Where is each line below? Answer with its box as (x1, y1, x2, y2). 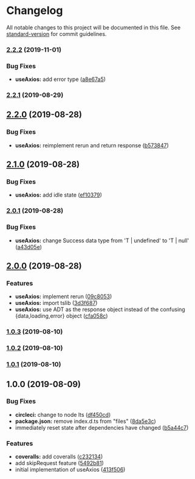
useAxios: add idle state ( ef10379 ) (15, 191, 102, 198)
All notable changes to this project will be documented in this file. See (6, 24, 181, 31)
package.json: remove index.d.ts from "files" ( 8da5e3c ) (15, 418, 156, 425)
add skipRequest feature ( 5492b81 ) (15, 460, 104, 467)
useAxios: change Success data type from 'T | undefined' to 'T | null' (15, 237, 190, 244)
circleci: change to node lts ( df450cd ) (15, 411, 111, 418)
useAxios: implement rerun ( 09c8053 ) (15, 293, 112, 300)
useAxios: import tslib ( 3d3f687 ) (15, 299, 98, 307)
